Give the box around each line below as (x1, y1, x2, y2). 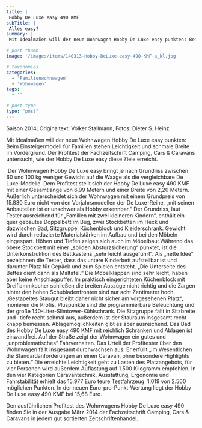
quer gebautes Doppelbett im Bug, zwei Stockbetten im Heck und (6, 218, 169, 225)
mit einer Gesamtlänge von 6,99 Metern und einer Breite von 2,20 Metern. (6, 186, 189, 193)
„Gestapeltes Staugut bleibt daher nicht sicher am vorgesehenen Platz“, (6, 295, 183, 302)
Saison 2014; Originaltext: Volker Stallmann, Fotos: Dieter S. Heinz (6, 124, 170, 132)
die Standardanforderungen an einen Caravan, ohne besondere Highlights (6, 352, 189, 359)
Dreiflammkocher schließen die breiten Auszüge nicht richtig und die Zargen (6, 282, 195, 289)
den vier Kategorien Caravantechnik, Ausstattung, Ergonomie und (6, 371, 170, 378)
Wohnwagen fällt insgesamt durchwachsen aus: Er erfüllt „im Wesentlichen (6, 346, 192, 353)
